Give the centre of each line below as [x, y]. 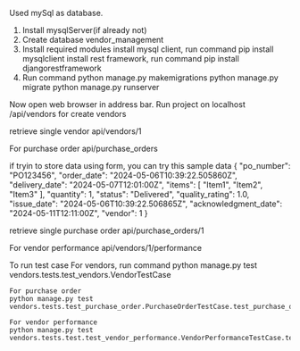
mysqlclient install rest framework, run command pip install [130, 58]
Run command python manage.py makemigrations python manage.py [150, 78]
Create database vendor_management [93, 40]
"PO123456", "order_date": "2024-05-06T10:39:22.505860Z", [124, 175]
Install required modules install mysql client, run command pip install [148, 49]
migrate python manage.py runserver [91, 87]
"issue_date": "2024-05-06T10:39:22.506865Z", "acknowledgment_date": [146, 204]
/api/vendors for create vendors [68, 114]
